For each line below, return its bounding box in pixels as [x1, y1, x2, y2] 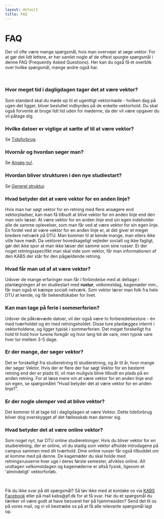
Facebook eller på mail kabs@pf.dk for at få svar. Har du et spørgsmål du [5, 493, 153, 499]
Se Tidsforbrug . [5, 137, 37, 142]
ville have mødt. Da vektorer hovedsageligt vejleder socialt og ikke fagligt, [5, 237, 154, 243]
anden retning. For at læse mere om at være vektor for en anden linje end [5, 375, 153, 381]
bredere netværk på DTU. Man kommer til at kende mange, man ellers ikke [5, 232, 156, 238]
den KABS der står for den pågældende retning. [5, 253, 101, 259]
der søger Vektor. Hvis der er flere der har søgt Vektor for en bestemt [5, 365, 145, 371]
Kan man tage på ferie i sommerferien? [5, 305, 100, 311]
